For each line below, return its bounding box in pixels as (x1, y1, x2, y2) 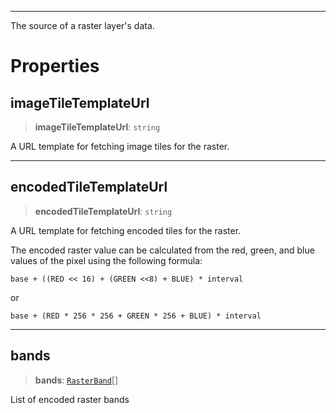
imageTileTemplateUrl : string (34, 121, 161, 133)
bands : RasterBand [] (34, 374, 119, 386)
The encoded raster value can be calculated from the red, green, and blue (10, 244, 315, 256)
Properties (10, 55, 100, 78)
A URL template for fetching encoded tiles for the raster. (10, 224, 242, 236)
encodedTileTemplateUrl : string (34, 205, 173, 217)
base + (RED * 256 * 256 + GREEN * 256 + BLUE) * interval (10, 311, 262, 321)
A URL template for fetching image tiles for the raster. (10, 141, 230, 152)
